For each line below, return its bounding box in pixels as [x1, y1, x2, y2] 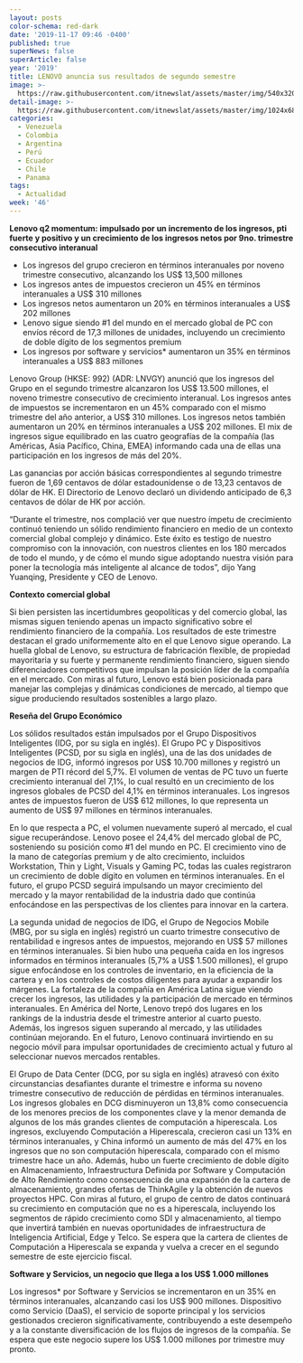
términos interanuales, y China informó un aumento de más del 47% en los [9, 1135, 287, 1146]
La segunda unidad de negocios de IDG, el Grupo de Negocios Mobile [9, 916, 270, 927]
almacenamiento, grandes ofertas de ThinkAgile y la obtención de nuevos [9, 1183, 284, 1194]
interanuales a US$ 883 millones [22, 355, 144, 366]
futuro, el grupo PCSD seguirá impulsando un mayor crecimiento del [9, 879, 263, 890]
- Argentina [17, 139, 63, 148]
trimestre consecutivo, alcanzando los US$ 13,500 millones [22, 268, 243, 280]
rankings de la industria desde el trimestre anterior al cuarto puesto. [9, 1012, 262, 1023]
